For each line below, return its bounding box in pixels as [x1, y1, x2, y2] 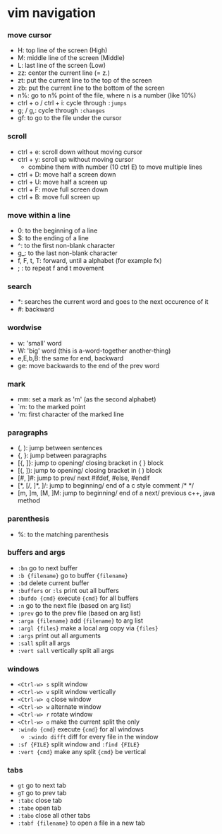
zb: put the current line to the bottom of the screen [17, 83, 166, 93]
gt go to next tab [17, 781, 67, 789]
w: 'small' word [17, 339, 62, 347]
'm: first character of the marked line [17, 410, 125, 418]
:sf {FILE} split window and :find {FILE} [17, 740, 140, 748]
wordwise [7, 323, 42, 333]
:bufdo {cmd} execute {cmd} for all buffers [17, 594, 139, 602]
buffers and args [7, 548, 66, 558]
